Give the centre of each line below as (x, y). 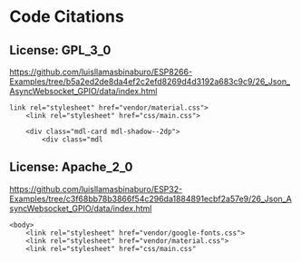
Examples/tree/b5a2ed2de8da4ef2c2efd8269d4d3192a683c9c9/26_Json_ (150, 82)
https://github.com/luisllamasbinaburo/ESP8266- (101, 72)
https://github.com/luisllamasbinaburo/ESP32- (96, 189)
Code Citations (67, 17)
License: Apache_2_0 (71, 167)
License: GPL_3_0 (60, 50)
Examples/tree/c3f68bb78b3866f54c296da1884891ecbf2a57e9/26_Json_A (150, 199)
